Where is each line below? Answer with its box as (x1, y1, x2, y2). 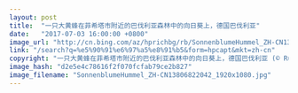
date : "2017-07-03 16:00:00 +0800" (9, 29, 149, 38)
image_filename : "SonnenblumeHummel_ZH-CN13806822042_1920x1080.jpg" (9, 71, 272, 80)
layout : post (9, 12, 58, 22)
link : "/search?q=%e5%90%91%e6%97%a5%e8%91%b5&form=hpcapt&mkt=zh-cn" (9, 46, 276, 55)
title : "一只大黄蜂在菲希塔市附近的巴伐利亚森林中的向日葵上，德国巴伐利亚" (9, 21, 261, 30)
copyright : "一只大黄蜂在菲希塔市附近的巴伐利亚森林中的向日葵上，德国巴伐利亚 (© (9, 54, 280, 63)
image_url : (9, 37, 50, 47)
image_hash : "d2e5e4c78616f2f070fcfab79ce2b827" (9, 63, 192, 72)
